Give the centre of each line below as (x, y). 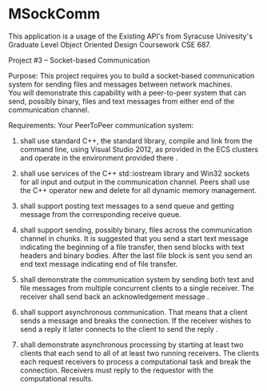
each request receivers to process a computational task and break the (135, 361)
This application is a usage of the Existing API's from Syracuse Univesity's (131, 36)
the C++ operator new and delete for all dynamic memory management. (138, 190)
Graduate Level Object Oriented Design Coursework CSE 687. (110, 44)
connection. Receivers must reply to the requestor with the (116, 370)
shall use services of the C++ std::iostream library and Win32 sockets (135, 173)
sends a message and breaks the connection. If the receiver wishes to (135, 320)
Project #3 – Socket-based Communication (79, 60)
